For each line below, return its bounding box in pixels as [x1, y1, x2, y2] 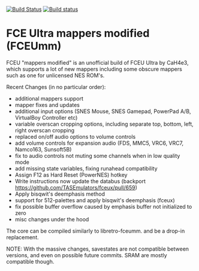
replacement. [6, 233, 39, 240]
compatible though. [6, 258, 55, 265]
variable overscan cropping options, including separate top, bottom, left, [14, 120, 194, 127]
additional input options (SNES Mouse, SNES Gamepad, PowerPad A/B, [14, 108, 191, 115]
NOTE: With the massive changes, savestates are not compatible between [6, 245, 189, 252]
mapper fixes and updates [14, 101, 80, 108]
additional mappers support [14, 95, 84, 102]
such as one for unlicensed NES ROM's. [6, 72, 105, 79]
